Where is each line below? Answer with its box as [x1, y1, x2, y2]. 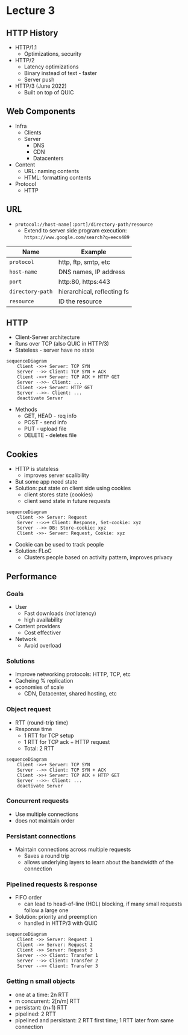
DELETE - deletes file [23, 432, 77, 439]
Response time [14, 725, 52, 732]
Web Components [6, 107, 76, 117]
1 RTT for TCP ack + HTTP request [23, 738, 110, 745]
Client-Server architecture [14, 333, 80, 341]
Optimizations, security [23, 50, 82, 57]
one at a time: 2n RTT [14, 991, 69, 998]
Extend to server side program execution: [23, 226, 127, 234]
